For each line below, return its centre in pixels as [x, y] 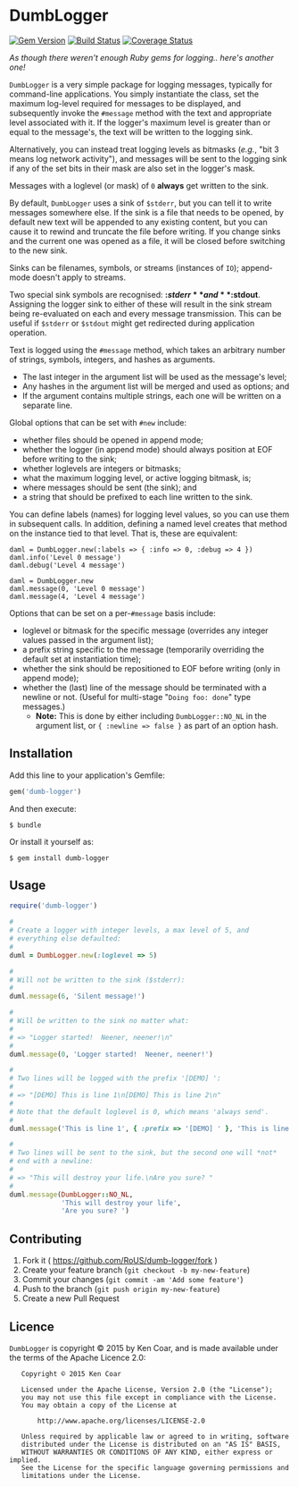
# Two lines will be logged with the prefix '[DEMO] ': [115, 1078]
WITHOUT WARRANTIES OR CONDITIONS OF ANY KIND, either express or [147, 1452]
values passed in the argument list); [88, 639]
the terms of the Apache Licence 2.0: [78, 1357]
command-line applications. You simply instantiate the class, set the [134, 94]
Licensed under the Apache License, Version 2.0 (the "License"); [147, 1390]
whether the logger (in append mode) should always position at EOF [148, 449]
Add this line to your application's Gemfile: [87, 775]
